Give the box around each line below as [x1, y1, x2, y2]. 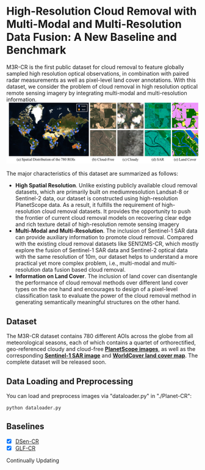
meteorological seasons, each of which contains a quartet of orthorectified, [6, 339, 196, 346]
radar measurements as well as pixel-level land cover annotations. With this [6, 76, 196, 84]
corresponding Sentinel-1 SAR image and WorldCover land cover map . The [6, 352, 198, 360]
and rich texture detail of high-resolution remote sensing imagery [15, 221, 179, 228]
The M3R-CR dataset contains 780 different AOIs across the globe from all [6, 333, 193, 340]
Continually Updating [6, 457, 60, 464]
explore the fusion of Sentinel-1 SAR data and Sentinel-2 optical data [15, 247, 188, 254]
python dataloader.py [6, 405, 62, 411]
